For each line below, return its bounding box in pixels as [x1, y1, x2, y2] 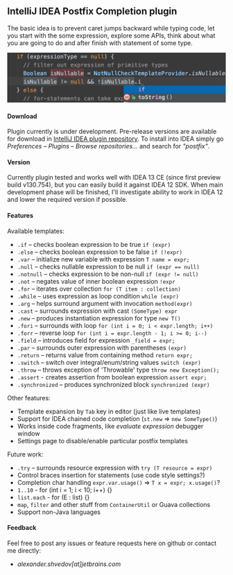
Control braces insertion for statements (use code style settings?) [17, 471, 206, 479]
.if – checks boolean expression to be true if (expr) [17, 240, 171, 248]
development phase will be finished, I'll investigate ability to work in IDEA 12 [7, 188, 223, 196]
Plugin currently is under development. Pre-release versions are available [7, 128, 217, 136]
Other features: [7, 393, 51, 402]
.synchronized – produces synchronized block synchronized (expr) [17, 380, 210, 388]
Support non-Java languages [17, 508, 101, 516]
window [17, 429, 40, 438]
